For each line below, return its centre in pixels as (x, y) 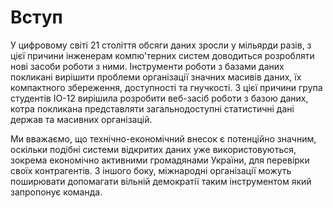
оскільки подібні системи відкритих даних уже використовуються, (153, 149)
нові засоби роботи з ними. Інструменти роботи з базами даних (147, 66)
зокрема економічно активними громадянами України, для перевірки (160, 160)
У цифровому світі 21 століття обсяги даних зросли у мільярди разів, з (161, 45)
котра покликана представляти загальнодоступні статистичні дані (152, 108)
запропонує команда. (56, 192)
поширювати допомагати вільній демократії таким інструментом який (161, 181)
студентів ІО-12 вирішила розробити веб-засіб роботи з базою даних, (159, 98)
